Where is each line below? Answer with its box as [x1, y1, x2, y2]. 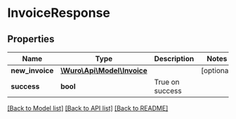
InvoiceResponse [7, 5, 111, 21]
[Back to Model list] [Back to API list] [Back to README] [7, 104, 169, 112]
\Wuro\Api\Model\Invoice [60, 65, 147, 75]
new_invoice [11, 65, 54, 75]
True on [154, 77, 181, 87]
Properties [7, 33, 55, 45]
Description [154, 54, 195, 63]
